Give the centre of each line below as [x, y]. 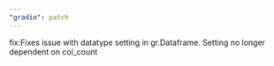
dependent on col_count [53, 51]
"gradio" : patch [39, 17]
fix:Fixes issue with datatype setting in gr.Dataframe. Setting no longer [137, 42]
